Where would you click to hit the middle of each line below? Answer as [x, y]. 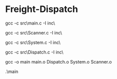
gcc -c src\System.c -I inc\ [33, 42]
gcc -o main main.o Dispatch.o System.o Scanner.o [58, 61]
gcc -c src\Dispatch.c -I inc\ [34, 52]
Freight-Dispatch [42, 9]
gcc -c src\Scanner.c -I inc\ [34, 32]
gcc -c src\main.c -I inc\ [30, 23]
